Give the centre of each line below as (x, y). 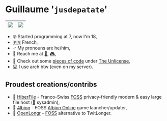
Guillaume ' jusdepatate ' (57, 9)
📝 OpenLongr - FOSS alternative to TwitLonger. (62, 113)
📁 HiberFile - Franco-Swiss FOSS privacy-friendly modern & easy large (87, 97)
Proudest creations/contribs (51, 85)
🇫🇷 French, (25, 42)
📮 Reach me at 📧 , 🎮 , (34, 53)
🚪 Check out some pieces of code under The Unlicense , (72, 61)
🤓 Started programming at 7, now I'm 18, (55, 36)
